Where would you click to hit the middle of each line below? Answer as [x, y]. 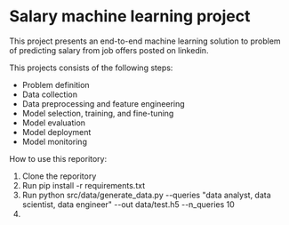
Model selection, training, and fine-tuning [98, 113]
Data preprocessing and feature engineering [103, 103]
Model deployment [56, 132]
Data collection [50, 94]
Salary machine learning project [130, 16]
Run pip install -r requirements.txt [83, 185]
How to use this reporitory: [58, 158]
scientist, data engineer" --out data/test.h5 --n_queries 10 [128, 204]
